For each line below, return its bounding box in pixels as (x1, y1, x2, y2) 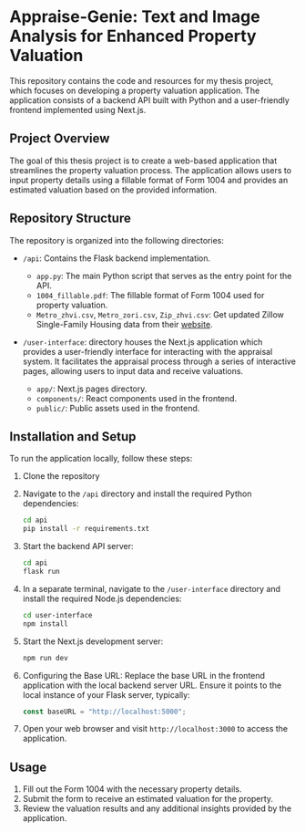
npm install (22, 619, 68, 629)
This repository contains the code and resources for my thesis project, (9, 75, 274, 86)
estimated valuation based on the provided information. (9, 184, 218, 195)
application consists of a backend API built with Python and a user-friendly (9, 94, 290, 106)
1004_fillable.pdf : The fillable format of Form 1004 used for (36, 289, 265, 300)
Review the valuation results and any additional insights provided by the (22, 803, 292, 814)
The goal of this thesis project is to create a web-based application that (9, 155, 278, 166)
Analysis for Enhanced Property (9, 26, 257, 47)
